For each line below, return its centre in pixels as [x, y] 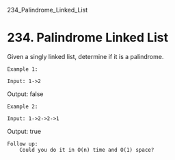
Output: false [25, 94]
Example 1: [23, 69]
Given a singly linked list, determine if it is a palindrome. [85, 56]
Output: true [24, 131]
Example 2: [23, 106]
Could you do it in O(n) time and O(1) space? [87, 150]
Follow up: [23, 144]
